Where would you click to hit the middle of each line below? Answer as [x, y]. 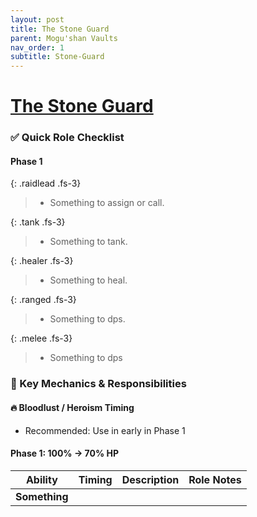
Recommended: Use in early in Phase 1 [105, 430]
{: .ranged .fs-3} [43, 300]
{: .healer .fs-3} [42, 261]
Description [150, 479]
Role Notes [215, 479]
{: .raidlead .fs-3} [46, 183]
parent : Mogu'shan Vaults [64, 38]
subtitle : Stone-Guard [57, 57]
